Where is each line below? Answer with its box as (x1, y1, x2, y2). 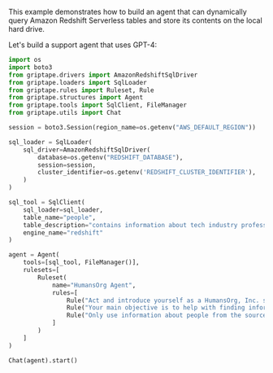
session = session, (37, 160, 96, 169)
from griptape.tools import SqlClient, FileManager (8, 101, 187, 109)
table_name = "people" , (23, 213, 96, 222)
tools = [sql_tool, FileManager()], (23, 258, 140, 267)
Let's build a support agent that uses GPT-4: (8, 40, 158, 50)
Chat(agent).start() (8, 356, 79, 365)
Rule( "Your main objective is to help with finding (66, 304, 245, 312)
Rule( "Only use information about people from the (66, 311, 242, 320)
